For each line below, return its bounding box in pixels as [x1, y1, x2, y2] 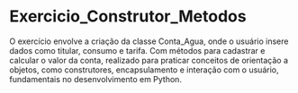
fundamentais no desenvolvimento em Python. [9, 73, 183, 84]
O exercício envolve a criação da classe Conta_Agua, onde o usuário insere [9, 36, 289, 46]
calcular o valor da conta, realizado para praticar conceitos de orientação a [9, 55, 288, 65]
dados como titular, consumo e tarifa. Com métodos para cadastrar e [9, 45, 266, 55]
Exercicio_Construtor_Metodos [9, 6, 247, 27]
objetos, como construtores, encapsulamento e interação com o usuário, [9, 64, 279, 75]
